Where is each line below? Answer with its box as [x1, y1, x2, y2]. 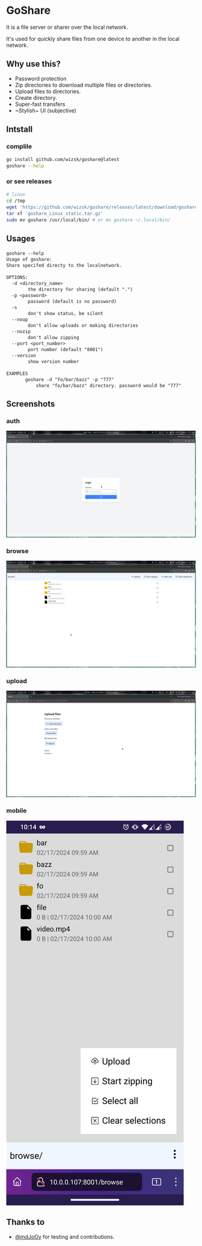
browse [6, 546, 29, 555]
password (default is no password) [28, 298, 117, 304]
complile [6, 142, 32, 151]
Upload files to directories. [14, 88, 81, 95]
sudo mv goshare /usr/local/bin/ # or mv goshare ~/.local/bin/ [6, 217, 171, 223]
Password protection [14, 75, 67, 82]
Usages [6, 234, 35, 244]
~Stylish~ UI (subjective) [14, 106, 77, 114]
